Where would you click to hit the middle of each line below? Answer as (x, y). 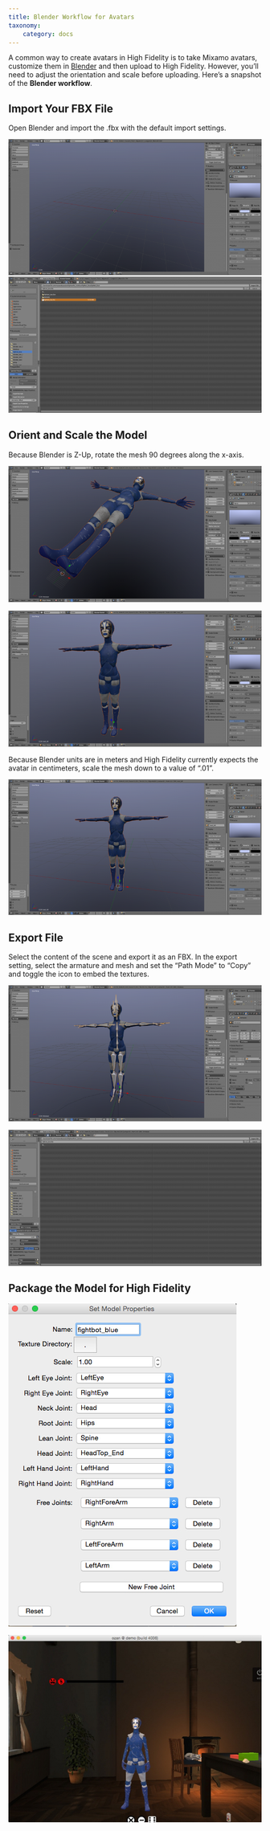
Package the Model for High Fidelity (100, 1288)
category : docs (48, 34)
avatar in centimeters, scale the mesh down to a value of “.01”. (111, 768)
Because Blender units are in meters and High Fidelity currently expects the (133, 759)
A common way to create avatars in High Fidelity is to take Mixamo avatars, (133, 58)
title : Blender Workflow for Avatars (72, 17)
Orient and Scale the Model (78, 435)
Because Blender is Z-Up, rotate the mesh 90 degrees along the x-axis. (126, 455)
